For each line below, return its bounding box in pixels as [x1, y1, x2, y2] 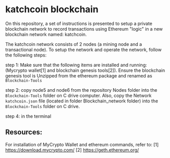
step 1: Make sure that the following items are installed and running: [5, 62, 147, 68]
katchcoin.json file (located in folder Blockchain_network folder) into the [5, 98, 158, 104]
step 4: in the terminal [5, 113, 52, 119]
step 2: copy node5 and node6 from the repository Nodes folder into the [5, 87, 157, 93]
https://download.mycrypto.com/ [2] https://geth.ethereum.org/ [5, 147, 139, 153]
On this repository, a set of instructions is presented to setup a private [5, 20, 153, 27]
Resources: [5, 128, 42, 137]
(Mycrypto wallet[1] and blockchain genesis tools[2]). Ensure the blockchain [5, 67, 165, 73]
